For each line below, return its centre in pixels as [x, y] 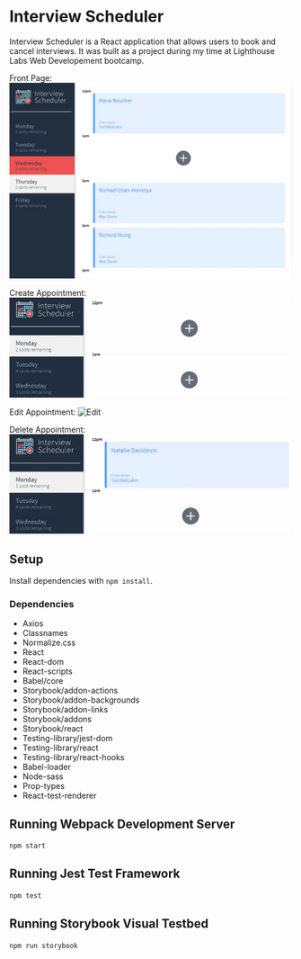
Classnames [45, 633]
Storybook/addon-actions [70, 691]
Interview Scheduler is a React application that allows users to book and [142, 41]
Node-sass [43, 776]
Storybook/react [53, 729]
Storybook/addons [57, 719]
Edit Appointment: [43, 412]
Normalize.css [49, 643]
